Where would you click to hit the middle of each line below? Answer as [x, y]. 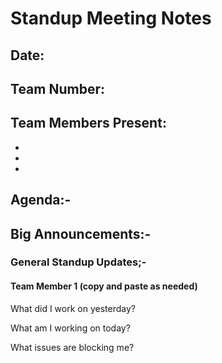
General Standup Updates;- [78, 262]
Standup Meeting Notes [111, 18]
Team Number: [57, 88]
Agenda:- [41, 200]
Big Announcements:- [81, 233]
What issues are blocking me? [72, 347]
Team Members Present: [88, 123]
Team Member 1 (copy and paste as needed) [104, 286]
